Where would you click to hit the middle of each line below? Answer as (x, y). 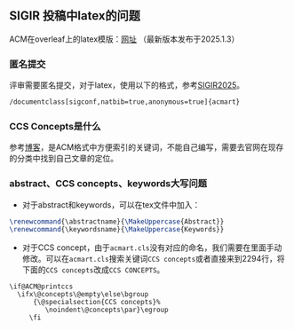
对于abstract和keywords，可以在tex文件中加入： (111, 204)
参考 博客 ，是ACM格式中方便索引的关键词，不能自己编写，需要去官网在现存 (147, 147)
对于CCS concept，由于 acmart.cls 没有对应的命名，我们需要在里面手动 (152, 247)
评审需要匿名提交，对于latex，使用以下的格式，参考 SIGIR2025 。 (127, 85)
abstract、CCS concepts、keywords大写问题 (108, 184)
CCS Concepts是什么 (55, 126)
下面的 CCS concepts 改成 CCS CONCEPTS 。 (93, 270)
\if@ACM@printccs (41, 287)
